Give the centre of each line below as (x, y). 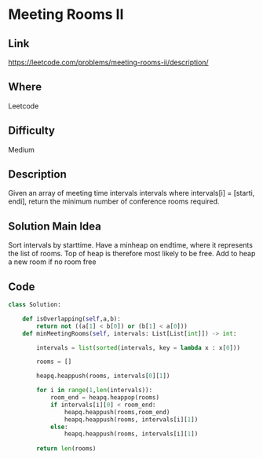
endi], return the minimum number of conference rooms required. (114, 201)
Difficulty (31, 131)
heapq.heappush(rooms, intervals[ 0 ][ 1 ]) (103, 376)
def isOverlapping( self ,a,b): (72, 319)
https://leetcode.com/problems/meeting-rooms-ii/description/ (109, 62)
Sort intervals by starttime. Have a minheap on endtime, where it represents (131, 245)
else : (59, 427)
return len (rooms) (66, 449)
